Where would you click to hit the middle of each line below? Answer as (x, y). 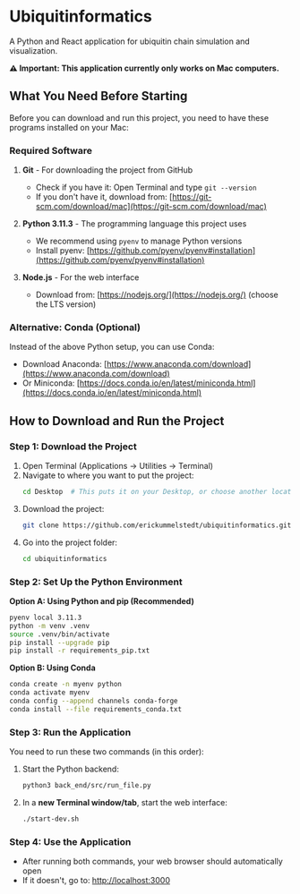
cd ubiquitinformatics (64, 558)
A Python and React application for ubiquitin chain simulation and (130, 41)
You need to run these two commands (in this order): (107, 752)
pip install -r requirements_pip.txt (80, 651)
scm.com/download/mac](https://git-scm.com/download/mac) (151, 207)
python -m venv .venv (50, 626)
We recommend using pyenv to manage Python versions (139, 241)
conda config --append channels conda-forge (94, 701)
